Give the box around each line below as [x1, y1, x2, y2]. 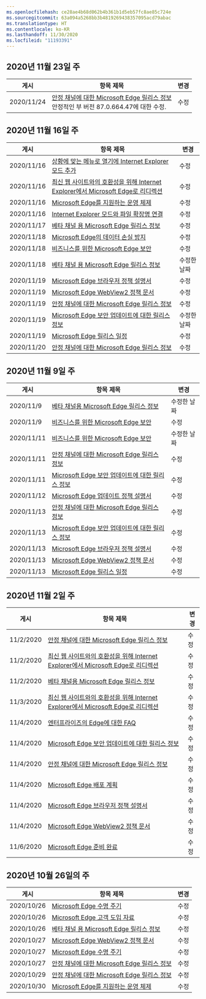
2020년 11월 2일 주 [6, 590, 75, 601]
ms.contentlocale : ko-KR [6, 26, 70, 33]
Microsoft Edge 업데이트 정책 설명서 [51, 492, 152, 500]
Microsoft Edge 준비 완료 [48, 843, 118, 851]
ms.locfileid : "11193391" [6, 37, 72, 44]
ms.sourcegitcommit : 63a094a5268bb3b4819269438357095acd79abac [6, 15, 172, 21]
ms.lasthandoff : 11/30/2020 [6, 32, 78, 38]
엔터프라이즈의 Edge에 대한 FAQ [48, 719, 136, 727]
